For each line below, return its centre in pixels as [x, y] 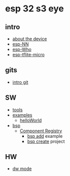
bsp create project [46, 141]
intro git [20, 82]
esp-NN [20, 44]
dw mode [22, 169]
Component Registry [41, 131]
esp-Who [22, 49]
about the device [30, 39]
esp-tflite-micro [28, 55]
